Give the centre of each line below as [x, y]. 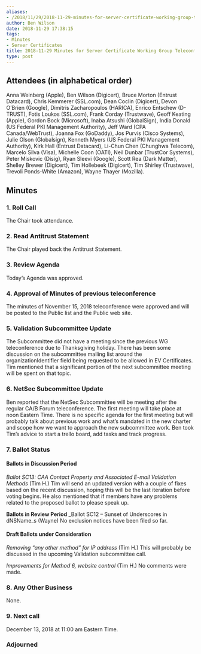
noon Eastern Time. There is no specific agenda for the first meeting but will [100, 415]
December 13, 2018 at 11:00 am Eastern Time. [62, 629]
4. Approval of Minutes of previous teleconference [81, 293]
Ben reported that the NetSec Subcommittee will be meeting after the [92, 402]
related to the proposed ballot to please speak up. [68, 502]
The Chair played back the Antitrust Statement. [64, 249]
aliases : [17, 12]
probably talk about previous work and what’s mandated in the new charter [99, 421]
